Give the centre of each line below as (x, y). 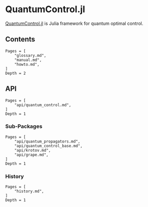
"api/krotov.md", (33, 150)
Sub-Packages (24, 126)
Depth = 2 (16, 73)
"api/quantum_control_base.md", (48, 146)
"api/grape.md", (32, 155)
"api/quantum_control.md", (43, 105)
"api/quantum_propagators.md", (47, 141)
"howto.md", (27, 64)
